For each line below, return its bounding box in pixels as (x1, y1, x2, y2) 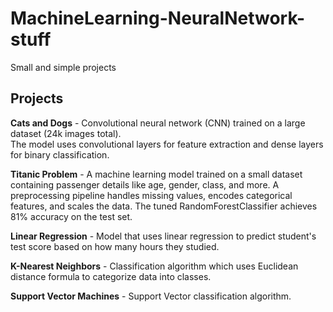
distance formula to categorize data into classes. (10, 270, 212, 282)
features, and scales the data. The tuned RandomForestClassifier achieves (10, 200, 318, 212)
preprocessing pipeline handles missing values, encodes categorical (10, 189, 293, 201)
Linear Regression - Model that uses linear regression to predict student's (10, 230, 317, 242)
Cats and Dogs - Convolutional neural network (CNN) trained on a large (10, 117, 306, 129)
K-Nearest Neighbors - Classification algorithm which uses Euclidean (10, 260, 299, 272)
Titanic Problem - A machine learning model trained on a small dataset (10, 168, 303, 180)
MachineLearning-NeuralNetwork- (10, 7, 306, 30)
